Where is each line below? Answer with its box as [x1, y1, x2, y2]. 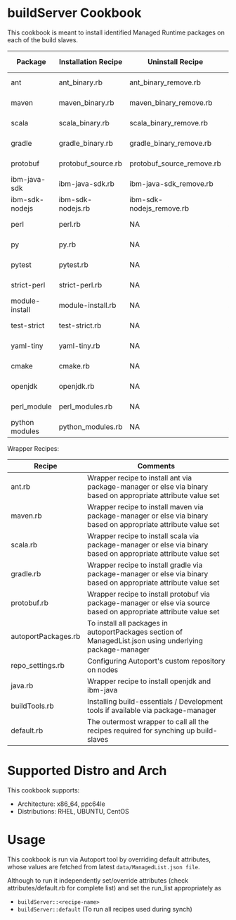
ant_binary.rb [58, 77, 103, 87]
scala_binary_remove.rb [129, 118, 209, 128]
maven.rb [11, 511, 42, 521]
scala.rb [11, 540, 37, 549]
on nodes [87, 664, 119, 674]
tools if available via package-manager [87, 705, 216, 715]
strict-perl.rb [58, 280, 103, 290]
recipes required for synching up [87, 726, 195, 735]
